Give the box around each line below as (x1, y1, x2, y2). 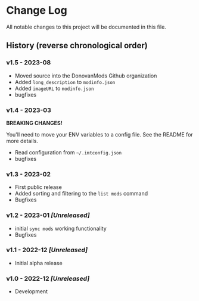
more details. (6, 137, 39, 144)
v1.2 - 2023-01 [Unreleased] (6, 211, 91, 219)
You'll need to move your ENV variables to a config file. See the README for (6, 131, 194, 138)
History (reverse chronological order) (6, 41, 148, 51)
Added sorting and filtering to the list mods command (14, 190, 148, 197)
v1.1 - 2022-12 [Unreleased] (6, 246, 88, 254)
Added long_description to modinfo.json (14, 78, 116, 85)
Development (14, 288, 48, 295)
